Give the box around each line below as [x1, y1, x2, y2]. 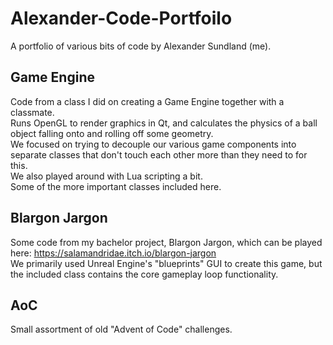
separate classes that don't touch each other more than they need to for [10, 148, 308, 161]
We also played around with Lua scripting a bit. [10, 170, 203, 182]
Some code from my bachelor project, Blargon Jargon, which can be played [10, 236, 323, 248]
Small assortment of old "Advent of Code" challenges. [10, 323, 233, 336]
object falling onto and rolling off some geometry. [10, 127, 214, 139]
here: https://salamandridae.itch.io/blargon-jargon [10, 247, 217, 259]
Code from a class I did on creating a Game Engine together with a [10, 95, 285, 107]
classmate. [10, 106, 55, 118]
